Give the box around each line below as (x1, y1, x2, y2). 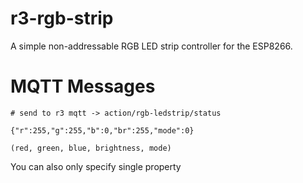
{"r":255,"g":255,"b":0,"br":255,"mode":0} (10, 125, 195, 136)
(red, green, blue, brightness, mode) (10, 143, 172, 153)
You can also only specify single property (10, 160, 182, 172)
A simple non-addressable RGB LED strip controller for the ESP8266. (10, 40, 293, 52)
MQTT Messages (10, 75, 156, 98)
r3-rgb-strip (10, 7, 114, 30)
